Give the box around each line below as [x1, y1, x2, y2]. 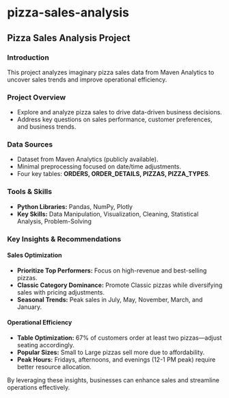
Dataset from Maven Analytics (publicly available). [16, 156, 159, 164]
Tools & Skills [7, 187, 53, 197]
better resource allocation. [16, 363, 92, 371]
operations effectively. [7, 384, 70, 392]
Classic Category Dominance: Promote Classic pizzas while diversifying [16, 281, 223, 289]
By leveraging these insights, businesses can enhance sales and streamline [7, 376, 220, 384]
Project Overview [7, 92, 66, 102]
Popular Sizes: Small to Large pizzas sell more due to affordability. [16, 348, 205, 357]
